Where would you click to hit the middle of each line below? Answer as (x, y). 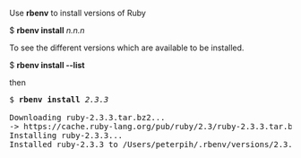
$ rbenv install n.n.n (47, 30)
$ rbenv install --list (47, 65)
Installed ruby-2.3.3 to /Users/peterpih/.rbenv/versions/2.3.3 (154, 144)
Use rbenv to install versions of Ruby (77, 13)
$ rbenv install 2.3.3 (59, 99)
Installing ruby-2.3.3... (66, 135)
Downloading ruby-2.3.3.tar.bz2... (87, 117)
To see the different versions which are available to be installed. (127, 48)
